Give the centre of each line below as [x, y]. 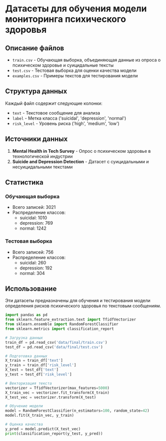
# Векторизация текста [28, 383]
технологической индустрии [42, 156]
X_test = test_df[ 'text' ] [32, 370]
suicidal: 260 [33, 262]
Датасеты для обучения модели [76, 9]
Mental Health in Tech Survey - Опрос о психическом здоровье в [82, 151]
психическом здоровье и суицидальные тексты [63, 65]
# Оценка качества [24, 425]
